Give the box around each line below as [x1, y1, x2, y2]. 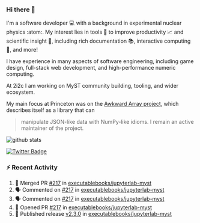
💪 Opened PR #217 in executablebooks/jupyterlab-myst [14, 204, 152, 211]
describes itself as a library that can [6, 106, 95, 114]
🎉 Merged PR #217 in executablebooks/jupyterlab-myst [14, 179, 152, 186]
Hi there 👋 [6, 5, 36, 14]
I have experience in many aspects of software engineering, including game [6, 58, 194, 65]
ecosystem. [6, 88, 35, 96]
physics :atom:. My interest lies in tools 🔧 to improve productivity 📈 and [6, 28, 184, 35]
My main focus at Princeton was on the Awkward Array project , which [6, 100, 179, 108]
